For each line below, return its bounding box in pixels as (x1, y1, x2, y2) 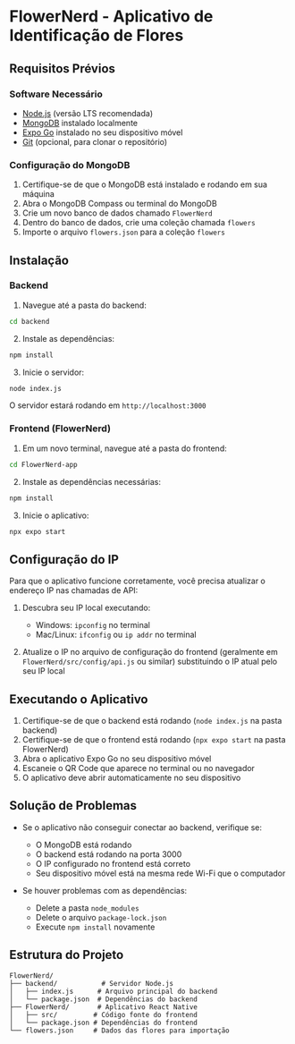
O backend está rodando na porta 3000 (35, 848, 182, 860)
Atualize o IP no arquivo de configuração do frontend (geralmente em (21, 647, 279, 658)
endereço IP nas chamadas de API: (9, 585, 139, 596)
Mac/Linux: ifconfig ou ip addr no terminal (35, 629, 197, 641)
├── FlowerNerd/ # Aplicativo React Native (9, 1002, 198, 1012)
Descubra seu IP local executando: (21, 602, 151, 614)
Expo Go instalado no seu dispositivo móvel (21, 127, 183, 138)
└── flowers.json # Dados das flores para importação (9, 1026, 230, 1035)
